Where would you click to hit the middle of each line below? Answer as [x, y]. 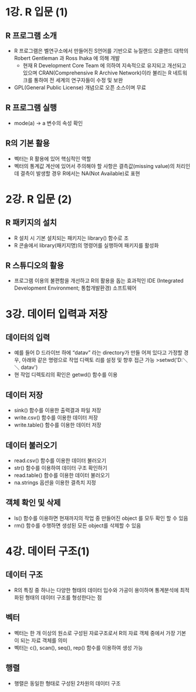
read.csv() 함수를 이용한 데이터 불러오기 [60, 461]
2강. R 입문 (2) [39, 199]
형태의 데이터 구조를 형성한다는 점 [63, 597]
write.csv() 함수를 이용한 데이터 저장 [56, 418]
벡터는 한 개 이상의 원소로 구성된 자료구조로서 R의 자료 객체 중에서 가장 [94, 633]
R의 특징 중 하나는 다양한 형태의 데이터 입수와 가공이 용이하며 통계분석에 [96, 590]
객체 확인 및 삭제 [33, 503]
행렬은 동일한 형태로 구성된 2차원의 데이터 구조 [67, 683]
